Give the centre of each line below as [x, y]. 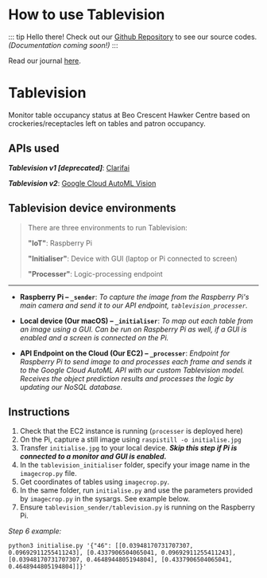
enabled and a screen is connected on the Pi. [94, 337]
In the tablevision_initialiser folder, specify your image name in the [135, 465]
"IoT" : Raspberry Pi [60, 243]
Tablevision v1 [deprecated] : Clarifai [69, 167]
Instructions [39, 412]
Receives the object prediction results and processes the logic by [127, 378]
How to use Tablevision [87, 15]
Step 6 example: [35, 531]
